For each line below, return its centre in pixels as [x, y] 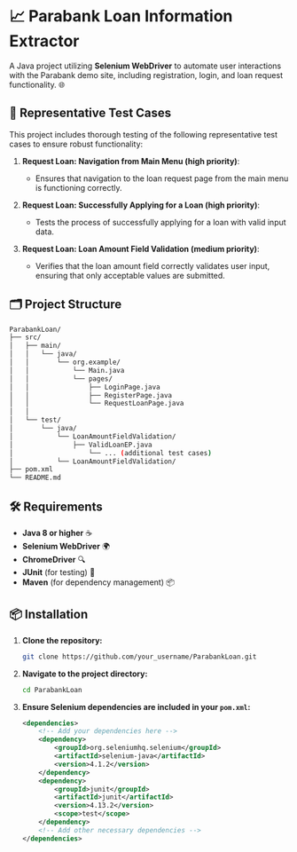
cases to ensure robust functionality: [76, 144]
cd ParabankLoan [52, 690]
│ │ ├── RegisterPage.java [91, 395]
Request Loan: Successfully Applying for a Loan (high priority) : [141, 205]
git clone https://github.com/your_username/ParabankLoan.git [139, 657]
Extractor [44, 41]
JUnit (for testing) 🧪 [59, 572]
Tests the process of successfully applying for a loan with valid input [160, 222]
